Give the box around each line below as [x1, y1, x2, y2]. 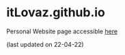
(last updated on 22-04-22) [6, 40, 84, 48]
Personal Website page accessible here [6, 27, 117, 35]
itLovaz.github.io [6, 5, 105, 20]
